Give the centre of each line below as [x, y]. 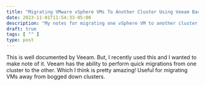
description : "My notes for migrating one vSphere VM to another [91, 23]
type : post [20, 40]
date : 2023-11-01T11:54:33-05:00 [49, 18]
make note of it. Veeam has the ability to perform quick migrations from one [102, 64]
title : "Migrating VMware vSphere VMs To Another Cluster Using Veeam [98, 12]
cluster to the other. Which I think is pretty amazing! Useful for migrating [97, 70]
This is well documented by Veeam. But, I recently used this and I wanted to [102, 57]
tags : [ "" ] [23, 35]
